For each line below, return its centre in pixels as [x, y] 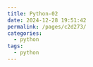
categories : [25, 33]
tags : [15, 46]
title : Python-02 [33, 14]
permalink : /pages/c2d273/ [47, 27]
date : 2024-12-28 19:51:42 [47, 20]
